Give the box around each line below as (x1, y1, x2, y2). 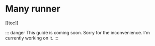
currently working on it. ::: (5, 35, 59, 41)
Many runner (5, 3, 60, 15)
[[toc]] (5, 20, 19, 26)
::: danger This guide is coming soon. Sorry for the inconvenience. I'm (5, 29, 150, 35)
